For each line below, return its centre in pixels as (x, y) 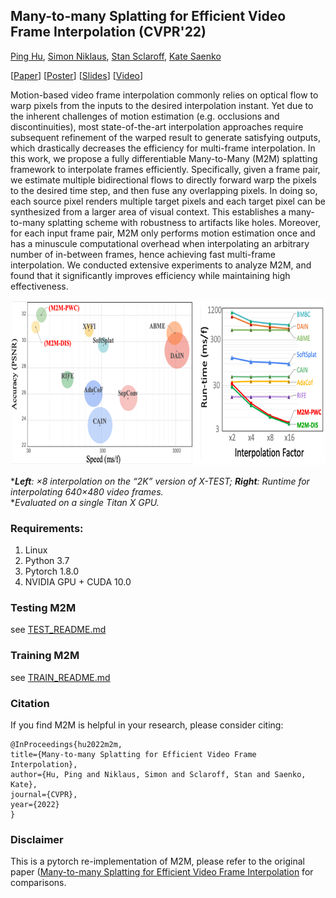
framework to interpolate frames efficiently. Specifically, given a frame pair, (165, 169)
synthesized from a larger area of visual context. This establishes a (148, 211)
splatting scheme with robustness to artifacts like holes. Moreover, (184, 222)
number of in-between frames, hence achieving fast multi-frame (143, 254)
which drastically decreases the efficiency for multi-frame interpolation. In (163, 148)
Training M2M (45, 656)
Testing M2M (43, 608)
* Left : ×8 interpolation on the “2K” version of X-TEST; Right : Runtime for (160, 481)
